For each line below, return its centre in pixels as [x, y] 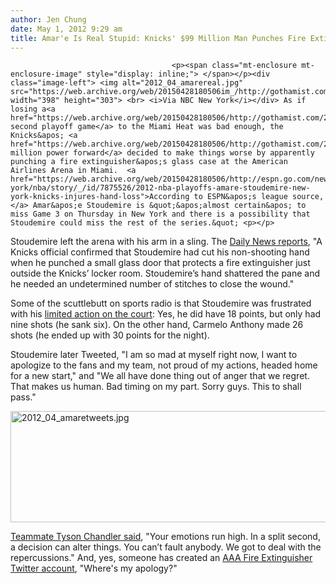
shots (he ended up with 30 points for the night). [110, 335]
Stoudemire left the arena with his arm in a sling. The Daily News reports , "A [166, 242]
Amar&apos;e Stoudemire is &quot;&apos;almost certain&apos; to [169, 206]
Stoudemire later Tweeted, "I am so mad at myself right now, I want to [154, 355]
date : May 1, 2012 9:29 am [66, 29]
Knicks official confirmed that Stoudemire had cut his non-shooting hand [160, 252]
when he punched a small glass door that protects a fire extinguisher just [160, 263]
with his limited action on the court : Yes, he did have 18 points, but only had [166, 314]
